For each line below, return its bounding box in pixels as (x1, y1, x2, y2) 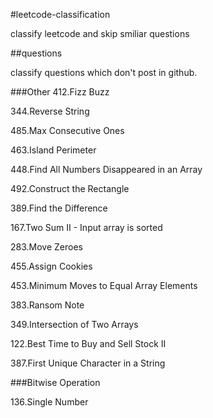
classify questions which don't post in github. (10, 67, 198, 78)
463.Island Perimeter (10, 144, 97, 156)
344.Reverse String (10, 105, 90, 117)
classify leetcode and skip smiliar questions (10, 28, 190, 39)
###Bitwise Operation (10, 377, 101, 388)
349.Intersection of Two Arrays (10, 319, 139, 330)
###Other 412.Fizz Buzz (10, 86, 110, 98)
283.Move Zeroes (10, 241, 83, 253)
